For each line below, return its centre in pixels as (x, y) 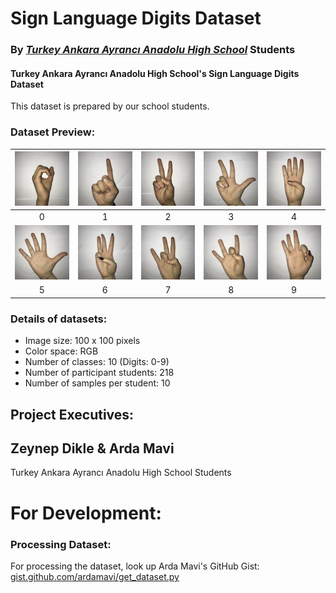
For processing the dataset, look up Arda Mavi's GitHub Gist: (135, 566)
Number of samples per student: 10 (97, 383)
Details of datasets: (59, 319)
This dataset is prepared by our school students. (110, 106)
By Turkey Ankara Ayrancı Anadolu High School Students (153, 50)
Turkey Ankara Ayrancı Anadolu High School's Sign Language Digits (155, 73)
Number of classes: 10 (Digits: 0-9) (97, 362)
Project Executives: (72, 414)
